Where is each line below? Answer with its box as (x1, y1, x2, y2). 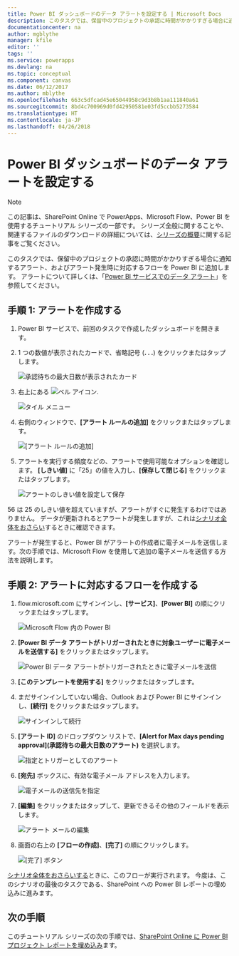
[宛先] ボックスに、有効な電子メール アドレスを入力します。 (17, 771, 193, 780)
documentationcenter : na (7, 24, 81, 31)
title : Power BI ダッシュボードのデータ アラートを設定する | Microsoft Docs (7, 10, 222, 18)
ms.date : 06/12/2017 (7, 83, 69, 91)
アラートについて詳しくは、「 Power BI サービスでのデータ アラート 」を (21, 272, 228, 281)
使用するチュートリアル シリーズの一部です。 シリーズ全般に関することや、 (7, 222, 228, 230)
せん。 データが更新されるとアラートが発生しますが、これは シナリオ (19, 514, 221, 523)
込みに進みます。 (7, 889, 57, 898)
